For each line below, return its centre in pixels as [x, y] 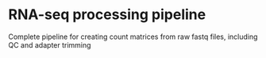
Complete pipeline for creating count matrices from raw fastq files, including [133, 37]
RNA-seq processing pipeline [107, 15]
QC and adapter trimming [50, 44]
